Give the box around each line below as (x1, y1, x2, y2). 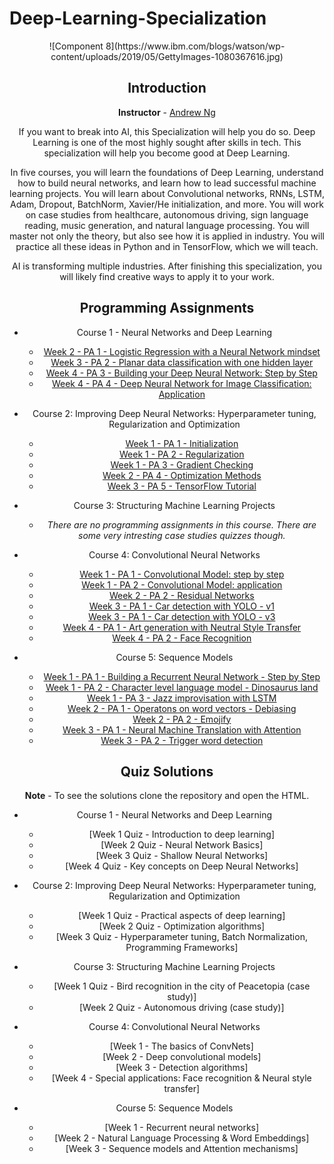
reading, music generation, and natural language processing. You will (24, 219, 310, 231)
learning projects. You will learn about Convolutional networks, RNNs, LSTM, (9, 187, 325, 199)
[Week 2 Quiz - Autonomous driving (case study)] (79, 1002, 285, 1014)
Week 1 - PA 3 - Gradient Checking (110, 458, 254, 471)
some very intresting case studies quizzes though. (78, 529, 286, 541)
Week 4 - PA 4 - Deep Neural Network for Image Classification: (51, 377, 312, 389)
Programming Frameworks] (125, 942, 239, 954)
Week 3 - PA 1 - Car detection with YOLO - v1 (88, 600, 275, 612)
